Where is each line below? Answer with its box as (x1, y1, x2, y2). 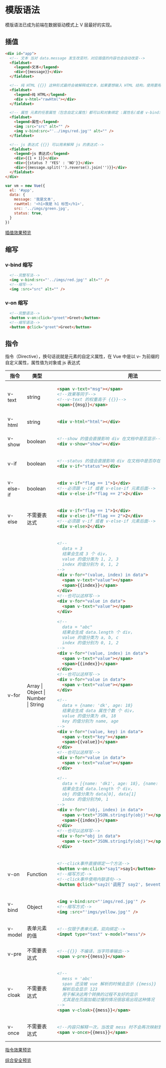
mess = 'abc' (62, 976, 93, 981)
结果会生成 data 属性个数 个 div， (62, 707, 137, 713)
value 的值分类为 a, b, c (62, 634, 119, 640)
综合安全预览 (5, 1057, 31, 1063)
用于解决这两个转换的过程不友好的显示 (62, 991, 138, 997)
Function (27, 870, 47, 877)
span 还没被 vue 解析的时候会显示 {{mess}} (62, 981, 157, 986)
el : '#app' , (9, 188, 35, 193)
